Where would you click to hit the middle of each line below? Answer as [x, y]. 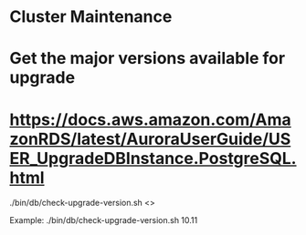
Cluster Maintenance [91, 17]
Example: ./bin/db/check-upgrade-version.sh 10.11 [104, 220]
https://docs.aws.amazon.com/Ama [151, 119]
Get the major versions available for [148, 59]
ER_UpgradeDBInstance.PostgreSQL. [153, 158]
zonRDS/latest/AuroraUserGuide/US [150, 139]
